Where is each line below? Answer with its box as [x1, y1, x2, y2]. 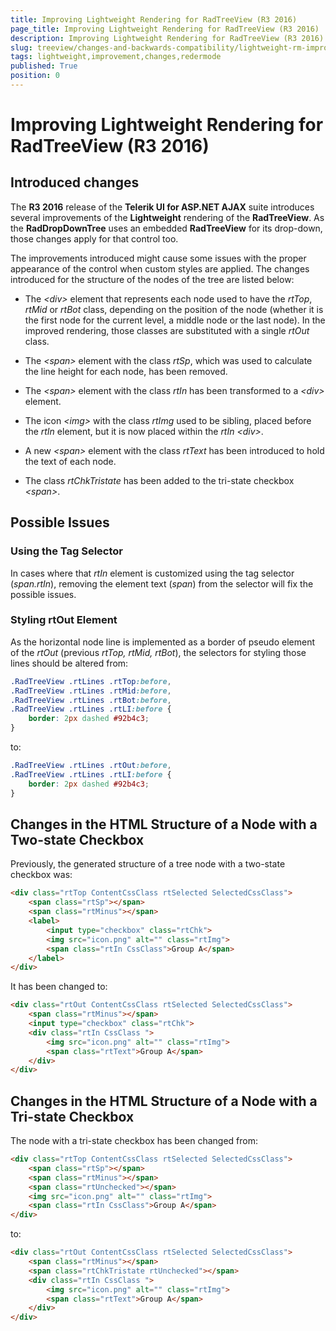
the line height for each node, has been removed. [24, 365, 228, 377]
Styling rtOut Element [10, 613, 118, 627]
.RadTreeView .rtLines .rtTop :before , [10, 676, 172, 686]
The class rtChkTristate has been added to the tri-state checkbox [24, 474, 295, 486]
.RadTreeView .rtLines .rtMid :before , [10, 686, 172, 696]
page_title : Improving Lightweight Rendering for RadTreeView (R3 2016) [10, 24, 320, 34]
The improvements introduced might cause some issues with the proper [10, 252, 307, 264]
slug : [10, 42, 33, 53]
